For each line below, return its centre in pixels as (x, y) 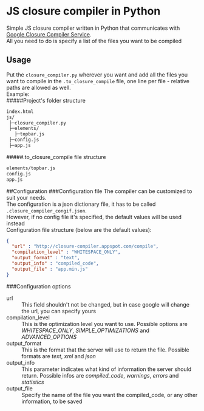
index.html (20, 111)
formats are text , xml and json (59, 356)
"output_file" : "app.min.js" (50, 269)
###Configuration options (39, 286)
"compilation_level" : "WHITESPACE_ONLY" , (66, 252)
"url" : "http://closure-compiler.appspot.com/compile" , (85, 246)
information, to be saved (52, 401)
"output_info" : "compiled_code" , (55, 263)
